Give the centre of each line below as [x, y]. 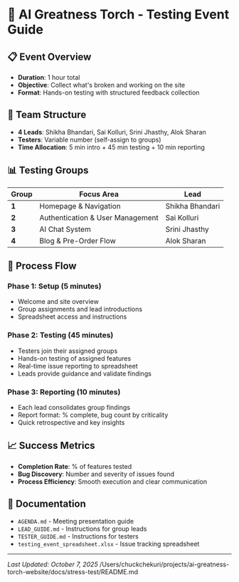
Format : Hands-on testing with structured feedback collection [108, 92]
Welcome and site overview [58, 302]
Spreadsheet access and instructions [72, 317]
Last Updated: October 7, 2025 [53, 564]
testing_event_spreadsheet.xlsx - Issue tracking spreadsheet [108, 544]
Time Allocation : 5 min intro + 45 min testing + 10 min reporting [111, 147]
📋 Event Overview [49, 57]
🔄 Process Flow [42, 266]
